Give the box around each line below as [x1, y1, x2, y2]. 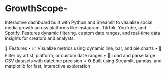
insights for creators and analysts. [5, 35, 75, 41]
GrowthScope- [5, 3, 68, 14]
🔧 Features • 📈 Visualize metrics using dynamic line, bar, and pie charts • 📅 [5, 45, 162, 51]
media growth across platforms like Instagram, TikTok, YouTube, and [5, 24, 147, 30]
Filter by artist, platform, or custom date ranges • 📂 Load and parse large [5, 52, 155, 58]
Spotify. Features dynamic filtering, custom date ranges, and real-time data [5, 30, 160, 36]
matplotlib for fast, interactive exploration [5, 63, 90, 69]
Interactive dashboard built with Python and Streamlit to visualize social [5, 19, 153, 25]
